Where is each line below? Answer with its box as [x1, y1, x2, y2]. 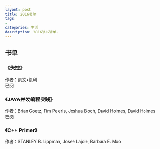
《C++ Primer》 [5, 127, 38, 133]
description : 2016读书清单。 [5, 30, 60, 34]
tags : [5, 16, 16, 21]
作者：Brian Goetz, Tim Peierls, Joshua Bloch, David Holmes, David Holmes [5, 108, 156, 114]
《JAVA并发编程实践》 [5, 96, 56, 102]
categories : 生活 [5, 25, 39, 30]
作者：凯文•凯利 [5, 76, 37, 83]
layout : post [5, 7, 31, 12]
